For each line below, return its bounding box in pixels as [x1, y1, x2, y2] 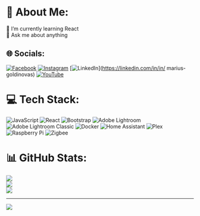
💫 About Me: [6, 5, 69, 19]
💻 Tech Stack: [6, 92, 80, 106]
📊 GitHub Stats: [6, 151, 87, 164]
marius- [166, 64, 186, 71]
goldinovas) [6, 71, 35, 78]
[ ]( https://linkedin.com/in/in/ [69, 64, 165, 71]
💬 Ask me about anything [6, 31, 68, 38]
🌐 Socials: [6, 49, 45, 59]
